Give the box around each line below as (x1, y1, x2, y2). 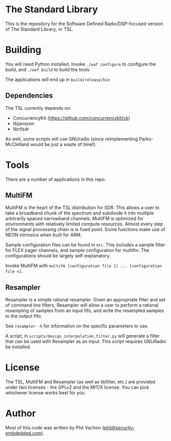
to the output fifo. (5, 313, 43, 319)
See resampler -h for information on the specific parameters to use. (5, 323, 149, 329)
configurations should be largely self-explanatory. (5, 253, 111, 259)
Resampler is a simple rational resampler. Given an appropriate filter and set (5, 297, 166, 303)
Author (5, 408, 36, 419)
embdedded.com (5, 430, 42, 436)
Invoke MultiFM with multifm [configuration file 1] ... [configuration (5, 263, 162, 269)
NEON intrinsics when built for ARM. (5, 232, 82, 238)
